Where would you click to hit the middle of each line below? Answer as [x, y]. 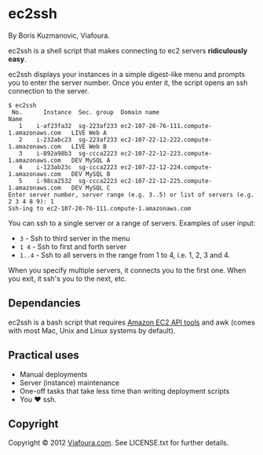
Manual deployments [53, 374]
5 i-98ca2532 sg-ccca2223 [68, 181]
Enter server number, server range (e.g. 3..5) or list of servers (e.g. [131, 194]
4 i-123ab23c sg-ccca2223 [68, 167]
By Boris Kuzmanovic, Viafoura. [59, 35]
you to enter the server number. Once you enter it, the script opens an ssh [128, 83]
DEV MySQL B [91, 174]
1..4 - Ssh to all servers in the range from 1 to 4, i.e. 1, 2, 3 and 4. [125, 255]
